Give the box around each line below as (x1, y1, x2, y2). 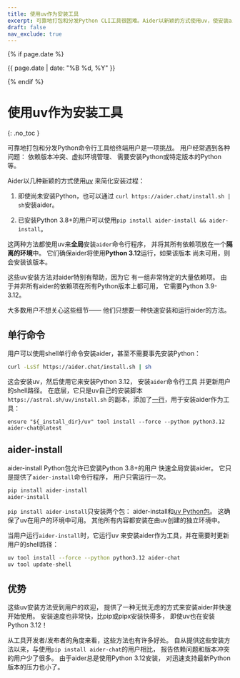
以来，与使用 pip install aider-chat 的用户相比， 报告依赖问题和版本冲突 (13, 645, 230, 653)
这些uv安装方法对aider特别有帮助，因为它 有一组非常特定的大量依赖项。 (7, 273, 219, 282)
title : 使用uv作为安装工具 (7, 10, 79, 18)
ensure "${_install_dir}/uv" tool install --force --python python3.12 (7, 418, 225, 425)
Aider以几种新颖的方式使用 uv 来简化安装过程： (7, 176, 145, 186)
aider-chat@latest (7, 424, 62, 432)
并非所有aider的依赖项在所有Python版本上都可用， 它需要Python (13, 282, 204, 290)
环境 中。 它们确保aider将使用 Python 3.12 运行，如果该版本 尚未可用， (19, 249, 224, 258)
